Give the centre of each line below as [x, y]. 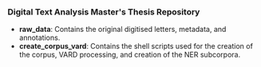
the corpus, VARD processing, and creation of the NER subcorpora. [130, 55]
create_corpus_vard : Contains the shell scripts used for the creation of [136, 46]
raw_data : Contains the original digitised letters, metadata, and [123, 30]
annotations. [40, 37]
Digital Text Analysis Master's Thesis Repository [104, 12]
